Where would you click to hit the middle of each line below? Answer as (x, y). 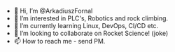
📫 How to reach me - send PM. (59, 41)
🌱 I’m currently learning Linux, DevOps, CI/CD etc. (86, 26)
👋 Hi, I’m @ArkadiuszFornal (53, 11)
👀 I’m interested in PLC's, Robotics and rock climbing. (91, 18)
